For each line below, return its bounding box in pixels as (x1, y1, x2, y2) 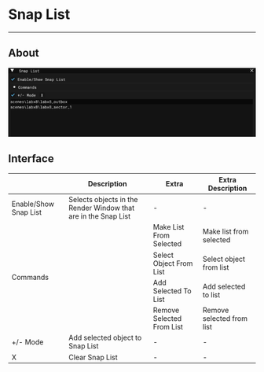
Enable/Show (11, 199, 55, 208)
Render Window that (68, 203, 135, 213)
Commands (11, 272, 49, 282)
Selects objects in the (68, 195, 138, 204)
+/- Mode (11, 337, 44, 347)
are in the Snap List (68, 212, 131, 221)
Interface (8, 152, 54, 165)
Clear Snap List (68, 352, 118, 362)
